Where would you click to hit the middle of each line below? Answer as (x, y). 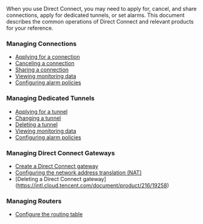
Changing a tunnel (38, 118)
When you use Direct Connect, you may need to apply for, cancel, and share (101, 9)
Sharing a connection (42, 70)
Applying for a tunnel (41, 111)
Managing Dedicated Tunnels (51, 98)
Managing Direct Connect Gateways (61, 153)
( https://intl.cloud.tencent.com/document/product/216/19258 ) (92, 185)
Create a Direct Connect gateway (57, 166)
